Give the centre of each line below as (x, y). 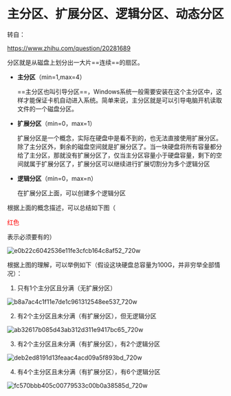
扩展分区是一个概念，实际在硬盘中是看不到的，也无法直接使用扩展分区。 (119, 137)
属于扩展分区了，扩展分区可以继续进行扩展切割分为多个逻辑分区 (120, 164)
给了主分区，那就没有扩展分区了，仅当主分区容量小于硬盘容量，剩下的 (117, 155)
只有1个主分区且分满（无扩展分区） (67, 288)
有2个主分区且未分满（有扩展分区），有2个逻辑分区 (88, 344)
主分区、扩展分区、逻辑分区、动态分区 (116, 14)
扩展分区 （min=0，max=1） (56, 123)
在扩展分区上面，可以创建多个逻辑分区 (71, 192)
